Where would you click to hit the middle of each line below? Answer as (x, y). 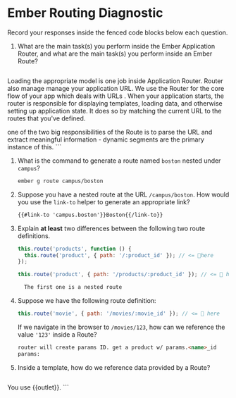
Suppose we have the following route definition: (87, 301)
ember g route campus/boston (60, 181)
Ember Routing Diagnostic (85, 13)
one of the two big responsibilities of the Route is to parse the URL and (110, 132)
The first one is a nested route (73, 287)
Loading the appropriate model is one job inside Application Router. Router (115, 81)
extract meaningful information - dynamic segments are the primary (106, 139)
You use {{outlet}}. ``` (38, 387)
